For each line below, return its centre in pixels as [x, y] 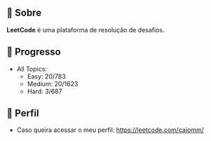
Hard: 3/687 [45, 91]
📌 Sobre [24, 13]
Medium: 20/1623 [53, 83]
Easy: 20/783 [46, 76]
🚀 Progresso [34, 52]
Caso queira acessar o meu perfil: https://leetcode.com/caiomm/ [110, 130]
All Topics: [32, 69]
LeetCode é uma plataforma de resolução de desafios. [86, 29]
